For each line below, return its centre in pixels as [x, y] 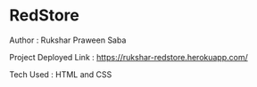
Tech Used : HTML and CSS [61, 74]
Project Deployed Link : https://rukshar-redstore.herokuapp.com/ [128, 57]
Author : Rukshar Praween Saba [68, 40]
